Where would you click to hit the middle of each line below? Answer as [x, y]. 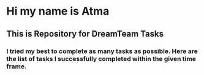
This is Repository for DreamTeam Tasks [85, 34]
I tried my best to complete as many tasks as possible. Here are [102, 51]
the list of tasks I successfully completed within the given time [101, 59]
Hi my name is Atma [58, 11]
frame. [17, 66]
